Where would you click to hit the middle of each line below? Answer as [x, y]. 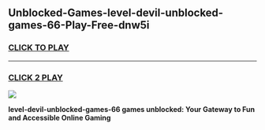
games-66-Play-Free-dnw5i [79, 26]
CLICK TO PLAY [39, 48]
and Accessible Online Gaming [60, 117]
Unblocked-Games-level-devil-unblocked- [116, 13]
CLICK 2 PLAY [35, 77]
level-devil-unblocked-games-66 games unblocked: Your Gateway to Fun [131, 109]
